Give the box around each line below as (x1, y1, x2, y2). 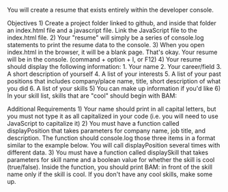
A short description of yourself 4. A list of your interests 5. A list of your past (7, 70, 222, 78)
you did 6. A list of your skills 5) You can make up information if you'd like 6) (7, 85, 221, 92)
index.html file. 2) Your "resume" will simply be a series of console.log (7, 33, 204, 42)
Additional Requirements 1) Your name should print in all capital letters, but (7, 105, 216, 113)
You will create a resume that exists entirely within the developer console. (7, 6, 214, 14)
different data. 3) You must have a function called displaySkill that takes (7, 148, 209, 156)
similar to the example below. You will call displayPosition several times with (7, 141, 220, 149)
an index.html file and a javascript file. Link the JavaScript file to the (7, 27, 198, 34)
